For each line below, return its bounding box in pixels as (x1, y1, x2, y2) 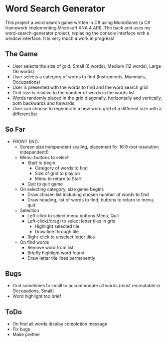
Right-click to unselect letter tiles (27, 234, 95, 240)
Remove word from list (27, 244, 74, 250)
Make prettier (12, 332, 40, 338)
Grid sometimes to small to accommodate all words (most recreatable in (12, 283, 161, 289)
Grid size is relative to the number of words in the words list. (12, 89, 136, 95)
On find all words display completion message (12, 321, 108, 327)
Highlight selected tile (34, 223, 80, 229)
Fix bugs (12, 326, 30, 332)
